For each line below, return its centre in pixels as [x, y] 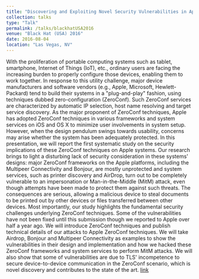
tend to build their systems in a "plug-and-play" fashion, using [105, 93]
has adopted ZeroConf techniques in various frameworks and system [91, 118]
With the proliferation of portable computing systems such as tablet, [89, 61]
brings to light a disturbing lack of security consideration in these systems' [97, 156]
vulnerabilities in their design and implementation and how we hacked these [99, 245]
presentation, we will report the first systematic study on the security [90, 144]
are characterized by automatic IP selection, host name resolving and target [99, 106]
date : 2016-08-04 [28, 39]
